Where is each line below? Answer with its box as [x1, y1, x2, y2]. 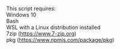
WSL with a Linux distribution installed [6, 24, 101, 31]
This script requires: [6, 5, 56, 12]
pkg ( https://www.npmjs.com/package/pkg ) [6, 37, 115, 43]
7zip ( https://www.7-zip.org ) [6, 30, 77, 37]
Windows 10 [6, 11, 37, 18]
